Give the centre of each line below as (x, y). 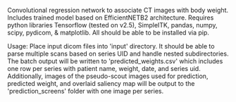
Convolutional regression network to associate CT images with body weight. (118, 10)
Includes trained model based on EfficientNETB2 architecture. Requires (111, 18)
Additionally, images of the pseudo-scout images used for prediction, (108, 76)
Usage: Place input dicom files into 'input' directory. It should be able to (111, 46)
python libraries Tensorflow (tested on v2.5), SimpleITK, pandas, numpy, (112, 25)
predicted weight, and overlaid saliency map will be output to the (101, 83)
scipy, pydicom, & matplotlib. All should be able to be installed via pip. (108, 32)
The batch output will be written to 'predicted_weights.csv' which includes (115, 61)
